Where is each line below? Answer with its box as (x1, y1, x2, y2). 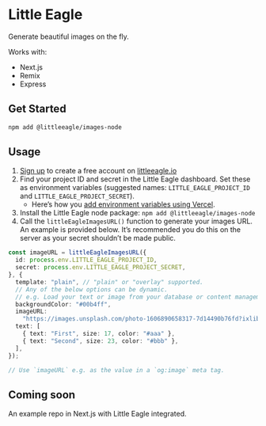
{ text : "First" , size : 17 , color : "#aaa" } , (22, 330, 176, 338)
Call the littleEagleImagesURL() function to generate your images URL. (19, 216, 253, 226)
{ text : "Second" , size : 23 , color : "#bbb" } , (22, 337, 179, 345)
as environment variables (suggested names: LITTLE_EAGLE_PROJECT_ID (19, 183, 251, 192)
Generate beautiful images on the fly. (8, 32, 129, 41)
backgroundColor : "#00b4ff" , (15, 300, 112, 308)
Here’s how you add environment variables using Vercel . (31, 200, 215, 209)
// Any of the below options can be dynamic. (15, 285, 169, 294)
